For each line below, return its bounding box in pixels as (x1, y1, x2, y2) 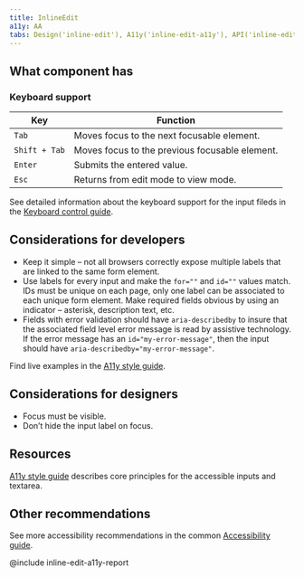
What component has (9, 63, 134, 79)
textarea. (9, 480, 43, 491)
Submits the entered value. (73, 159, 188, 172)
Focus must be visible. (22, 411, 107, 421)
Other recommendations (9, 506, 151, 521)
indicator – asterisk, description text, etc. (22, 304, 175, 315)
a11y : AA (9, 22, 43, 31)
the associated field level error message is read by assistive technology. (22, 323, 292, 335)
